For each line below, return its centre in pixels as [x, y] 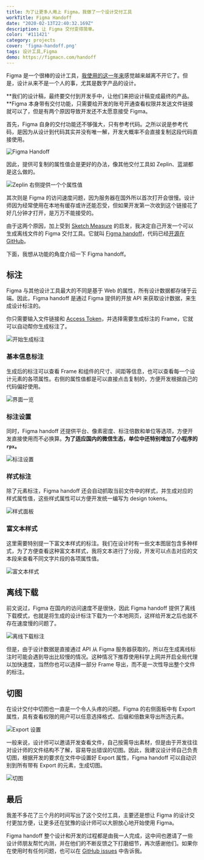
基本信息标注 [25, 357]
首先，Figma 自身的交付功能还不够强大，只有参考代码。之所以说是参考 [95, 124]
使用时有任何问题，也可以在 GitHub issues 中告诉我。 [78, 851]
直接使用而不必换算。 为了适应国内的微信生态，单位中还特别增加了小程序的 [104, 439]
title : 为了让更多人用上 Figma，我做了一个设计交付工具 [69, 12]
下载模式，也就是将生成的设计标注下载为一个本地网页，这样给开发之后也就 [99, 616]
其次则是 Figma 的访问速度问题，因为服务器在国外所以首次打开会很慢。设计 [101, 197]
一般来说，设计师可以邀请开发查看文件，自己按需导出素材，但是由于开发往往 [102, 742]
